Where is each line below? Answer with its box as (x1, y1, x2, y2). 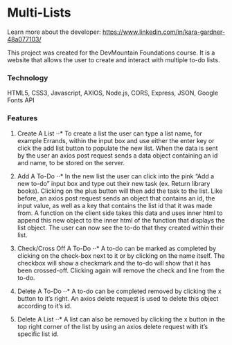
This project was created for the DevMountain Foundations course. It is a (7, 48, 215, 57)
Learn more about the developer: (7, 28, 102, 36)
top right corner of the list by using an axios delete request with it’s (17, 322, 208, 330)
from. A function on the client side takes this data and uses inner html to (17, 209, 223, 217)
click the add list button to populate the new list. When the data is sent (17, 144, 218, 152)
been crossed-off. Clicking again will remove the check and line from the (17, 266, 225, 274)
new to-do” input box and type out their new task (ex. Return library (17, 179, 211, 187)
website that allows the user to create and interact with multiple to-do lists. (7, 55, 220, 64)
